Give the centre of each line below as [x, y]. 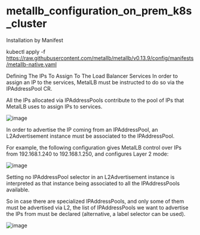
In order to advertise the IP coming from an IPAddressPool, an [82, 129]
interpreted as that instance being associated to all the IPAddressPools [93, 183]
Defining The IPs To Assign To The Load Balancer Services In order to [92, 76]
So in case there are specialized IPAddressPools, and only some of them [95, 201]
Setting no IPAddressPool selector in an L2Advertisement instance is [90, 177]
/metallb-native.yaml [31, 64]
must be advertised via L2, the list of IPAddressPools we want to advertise [97, 208]
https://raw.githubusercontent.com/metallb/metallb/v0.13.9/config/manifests [100, 58]
